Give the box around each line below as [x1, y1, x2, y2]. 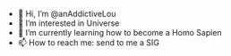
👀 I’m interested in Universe [17, 18, 120, 28]
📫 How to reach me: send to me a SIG [17, 37, 159, 48]
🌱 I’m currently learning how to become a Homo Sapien [17, 28, 222, 37]
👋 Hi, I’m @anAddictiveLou [17, 9, 116, 19]
